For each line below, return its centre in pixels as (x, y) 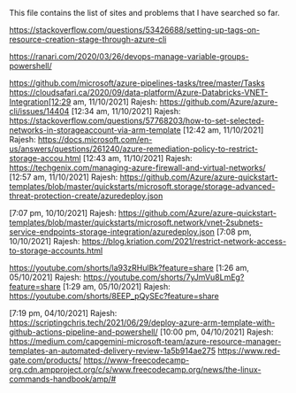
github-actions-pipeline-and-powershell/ (83, 332)
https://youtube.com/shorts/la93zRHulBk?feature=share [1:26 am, (129, 268)
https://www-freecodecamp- (137, 360)
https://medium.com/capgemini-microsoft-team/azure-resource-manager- (145, 341)
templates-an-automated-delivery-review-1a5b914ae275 (113, 351)
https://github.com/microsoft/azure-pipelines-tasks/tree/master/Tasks (137, 83)
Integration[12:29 (40, 102)
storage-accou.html (45, 158)
